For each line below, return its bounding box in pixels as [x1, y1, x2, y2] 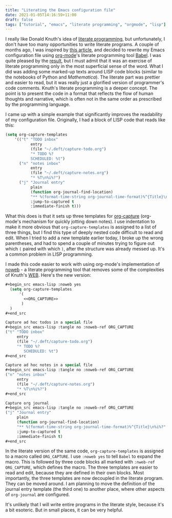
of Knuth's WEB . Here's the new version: [5, 272, 91, 278]
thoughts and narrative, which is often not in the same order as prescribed [5, 96, 162, 102]
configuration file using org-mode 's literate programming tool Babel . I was [5, 52, 161, 59]
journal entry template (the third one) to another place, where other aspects [5, 486, 165, 492]
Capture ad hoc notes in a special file [5, 362, 93, 368]
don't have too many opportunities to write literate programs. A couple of [5, 42, 160, 48]
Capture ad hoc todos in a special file [5, 320, 93, 325]
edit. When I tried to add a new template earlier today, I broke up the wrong [5, 235, 164, 241]
